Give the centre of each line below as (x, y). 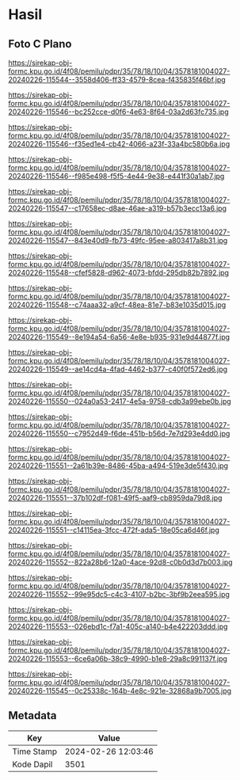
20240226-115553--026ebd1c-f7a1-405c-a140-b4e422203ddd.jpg (118, 626)
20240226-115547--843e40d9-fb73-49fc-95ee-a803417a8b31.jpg (118, 240)
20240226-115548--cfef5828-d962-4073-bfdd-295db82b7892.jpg (119, 272)
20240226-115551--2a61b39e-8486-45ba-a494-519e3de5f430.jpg (118, 466)
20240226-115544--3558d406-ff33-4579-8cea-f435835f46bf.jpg (117, 80)
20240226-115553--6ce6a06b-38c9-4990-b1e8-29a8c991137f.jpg (118, 658)
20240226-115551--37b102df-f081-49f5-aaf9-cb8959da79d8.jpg (115, 498)
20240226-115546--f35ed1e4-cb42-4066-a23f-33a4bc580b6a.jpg (119, 144)
